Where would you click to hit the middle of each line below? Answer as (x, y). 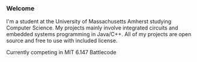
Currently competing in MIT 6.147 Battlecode (61, 52)
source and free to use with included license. (62, 41)
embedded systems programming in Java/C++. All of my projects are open (99, 34)
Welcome (20, 8)
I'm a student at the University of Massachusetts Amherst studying (89, 22)
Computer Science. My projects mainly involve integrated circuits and (92, 28)
